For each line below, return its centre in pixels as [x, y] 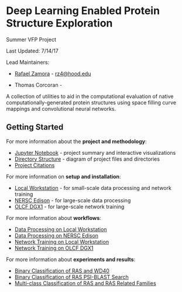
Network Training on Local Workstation [62, 242]
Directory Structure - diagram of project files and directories [87, 159]
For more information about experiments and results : [71, 259]
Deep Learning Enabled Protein [83, 11]
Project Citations [35, 165]
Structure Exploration [59, 23]
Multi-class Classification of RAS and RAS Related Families [85, 283]
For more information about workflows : [54, 218]
